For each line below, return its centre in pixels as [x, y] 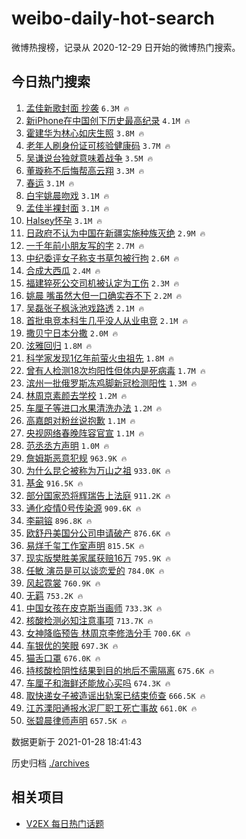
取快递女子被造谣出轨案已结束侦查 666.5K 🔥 [115, 695]
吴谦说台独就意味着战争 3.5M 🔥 [89, 158]
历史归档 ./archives [50, 763]
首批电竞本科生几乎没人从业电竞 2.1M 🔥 [107, 320]
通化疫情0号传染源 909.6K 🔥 [83, 508]
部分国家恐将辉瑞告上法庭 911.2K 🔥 [98, 495]
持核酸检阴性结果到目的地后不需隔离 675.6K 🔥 [120, 670]
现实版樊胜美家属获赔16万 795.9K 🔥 [98, 558]
